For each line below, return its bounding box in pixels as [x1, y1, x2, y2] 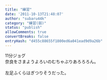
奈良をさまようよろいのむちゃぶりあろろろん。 [5, 59, 98, 64]
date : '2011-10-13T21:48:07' [5, 12, 64, 16]
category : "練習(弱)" [5, 20, 46, 26]
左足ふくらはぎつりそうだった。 [5, 70, 69, 76]
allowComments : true [5, 30, 47, 34]
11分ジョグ [5, 52, 26, 58]
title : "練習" [5, 7, 32, 12]
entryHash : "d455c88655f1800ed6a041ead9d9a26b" [5, 39, 103, 44]
